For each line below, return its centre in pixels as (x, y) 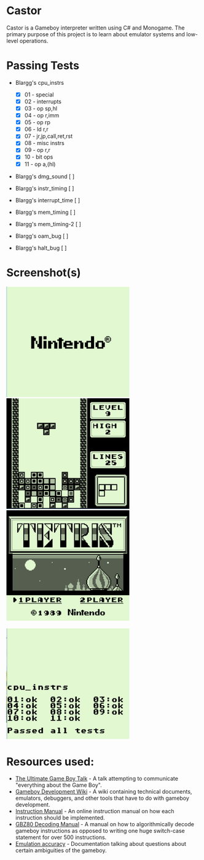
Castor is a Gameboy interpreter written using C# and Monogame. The (96, 28)
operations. (34, 41)
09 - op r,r (37, 150)
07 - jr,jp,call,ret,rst (49, 136)
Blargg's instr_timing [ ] (45, 188)
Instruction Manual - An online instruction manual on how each (95, 811)
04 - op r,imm (42, 116)
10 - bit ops (39, 157)
